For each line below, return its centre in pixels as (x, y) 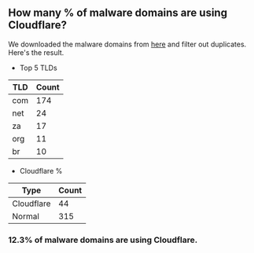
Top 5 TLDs (38, 68)
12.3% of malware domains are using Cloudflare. (103, 240)
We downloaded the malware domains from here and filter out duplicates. (127, 44)
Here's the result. (36, 52)
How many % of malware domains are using (118, 13)
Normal (26, 216)
